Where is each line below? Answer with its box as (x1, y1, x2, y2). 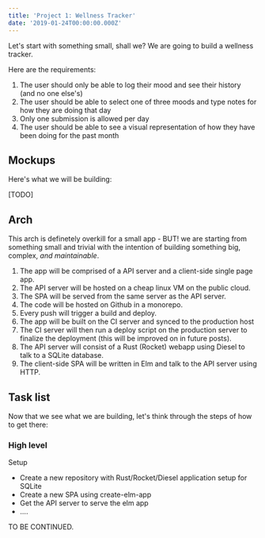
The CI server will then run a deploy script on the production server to (19, 325, 248, 335)
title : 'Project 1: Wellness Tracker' (8, 11, 136, 20)
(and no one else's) (19, 88, 83, 98)
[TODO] (8, 190, 34, 199)
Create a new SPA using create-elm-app (19, 490, 152, 500)
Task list (8, 390, 51, 404)
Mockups (8, 153, 56, 167)
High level (8, 440, 47, 451)
